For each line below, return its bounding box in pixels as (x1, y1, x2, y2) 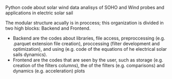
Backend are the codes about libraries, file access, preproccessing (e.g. (12, 35, 165, 41)
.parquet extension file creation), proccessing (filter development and (12, 41, 160, 47)
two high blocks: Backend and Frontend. (5, 25, 91, 31)
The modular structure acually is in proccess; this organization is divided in (5, 20, 164, 26)
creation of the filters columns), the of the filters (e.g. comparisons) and (12, 63, 165, 68)
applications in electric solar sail (5, 10, 73, 16)
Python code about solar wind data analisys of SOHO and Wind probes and (5, 5, 164, 10)
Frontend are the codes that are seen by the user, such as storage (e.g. (12, 57, 163, 63)
